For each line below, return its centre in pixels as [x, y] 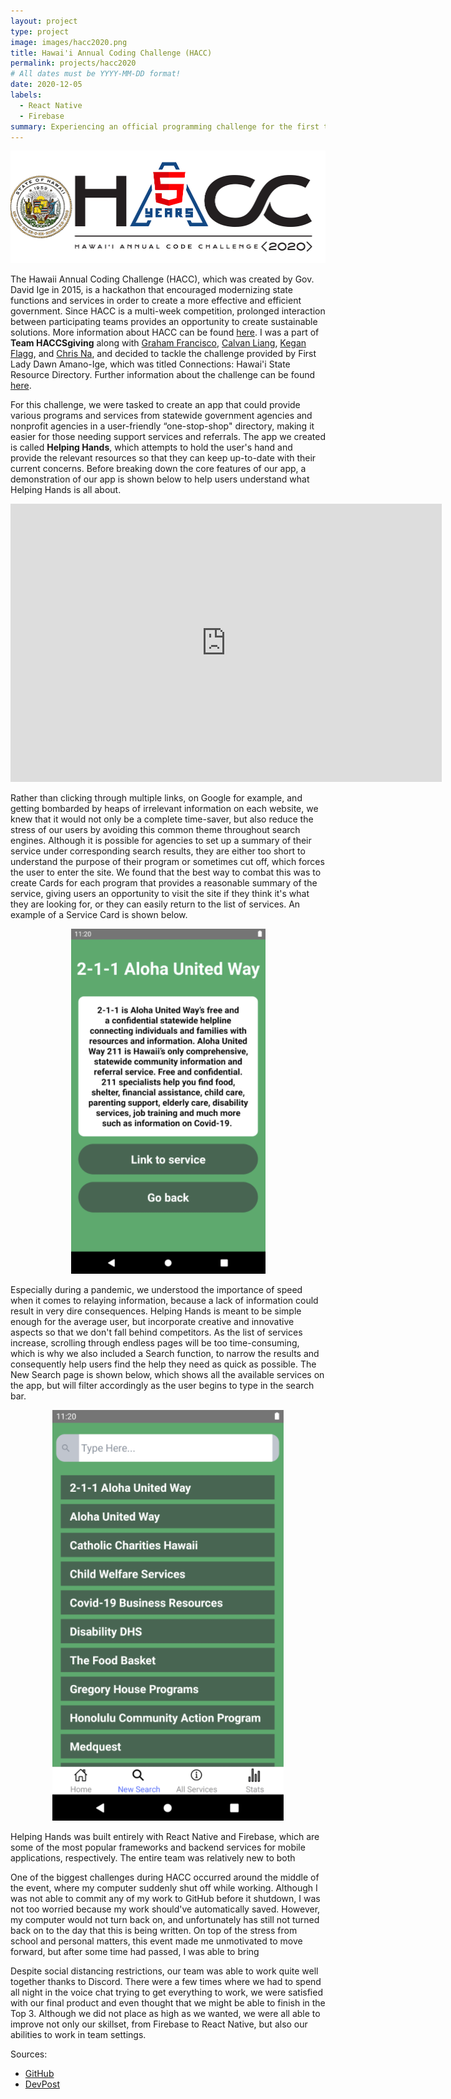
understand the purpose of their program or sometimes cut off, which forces [167, 861]
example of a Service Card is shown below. [99, 914]
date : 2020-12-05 [46, 85]
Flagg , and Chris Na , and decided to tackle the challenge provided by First [163, 353]
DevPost [42, 2084]
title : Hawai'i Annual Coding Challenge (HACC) [111, 53]
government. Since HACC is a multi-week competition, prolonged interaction [168, 311]
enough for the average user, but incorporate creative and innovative [152, 1321]
